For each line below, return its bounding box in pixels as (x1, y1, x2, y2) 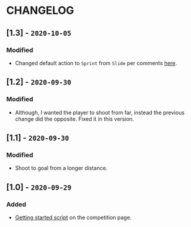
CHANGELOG (6, 4, 74, 18)
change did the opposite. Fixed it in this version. (14, 115, 134, 123)
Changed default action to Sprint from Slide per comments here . (14, 59, 178, 66)
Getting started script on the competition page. (14, 214, 132, 221)
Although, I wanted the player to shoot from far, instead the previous (14, 109, 185, 116)
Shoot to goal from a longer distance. (14, 164, 108, 172)
